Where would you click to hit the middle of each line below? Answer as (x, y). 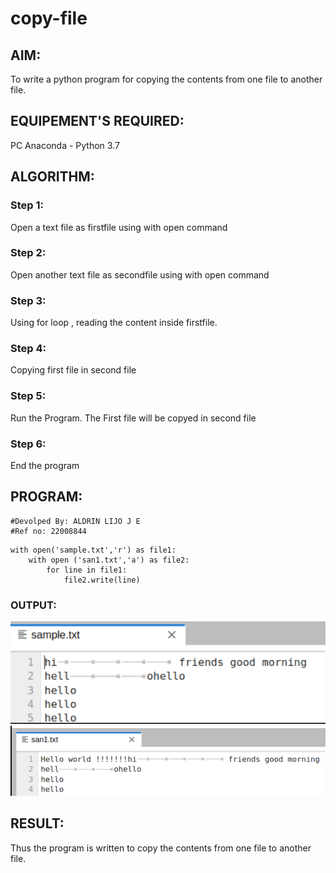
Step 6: (28, 444)
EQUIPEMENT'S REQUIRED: (97, 121)
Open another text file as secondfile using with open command (140, 274)
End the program (45, 465)
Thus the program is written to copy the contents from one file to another (161, 848)
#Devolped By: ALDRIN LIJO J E (75, 521)
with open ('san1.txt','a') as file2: (109, 560)
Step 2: (28, 253)
